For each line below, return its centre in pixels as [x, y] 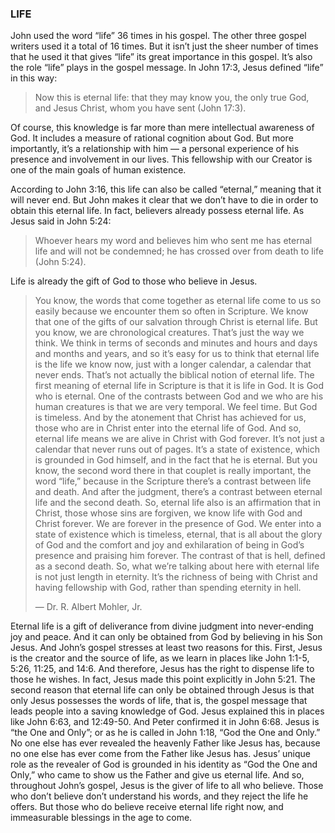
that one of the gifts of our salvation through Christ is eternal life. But [176, 322]
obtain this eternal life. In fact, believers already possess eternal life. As [157, 211]
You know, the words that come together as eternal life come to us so [178, 301]
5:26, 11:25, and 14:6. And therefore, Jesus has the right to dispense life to [162, 669]
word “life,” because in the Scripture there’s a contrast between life [173, 481]
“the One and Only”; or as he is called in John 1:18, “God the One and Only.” [165, 733]
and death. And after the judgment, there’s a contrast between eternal [178, 492]
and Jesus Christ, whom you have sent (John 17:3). [140, 108]
